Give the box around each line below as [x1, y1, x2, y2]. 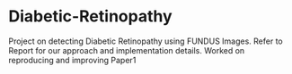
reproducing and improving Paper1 [8, 54, 137, 65]
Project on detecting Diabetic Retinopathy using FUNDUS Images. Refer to [8, 36, 284, 46]
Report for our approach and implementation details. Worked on [8, 45, 245, 55]
